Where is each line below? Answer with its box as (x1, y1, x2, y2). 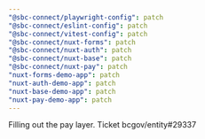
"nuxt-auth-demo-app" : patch (8, 79, 116, 88)
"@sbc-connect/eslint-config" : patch (8, 21, 148, 30)
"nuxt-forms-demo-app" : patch (8, 71, 121, 80)
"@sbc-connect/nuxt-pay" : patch (8, 63, 128, 72)
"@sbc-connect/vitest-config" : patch (8, 29, 148, 38)
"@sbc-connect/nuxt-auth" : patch (8, 46, 132, 55)
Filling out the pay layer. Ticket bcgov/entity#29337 (8, 120, 197, 130)
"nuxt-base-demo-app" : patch (8, 87, 116, 96)
